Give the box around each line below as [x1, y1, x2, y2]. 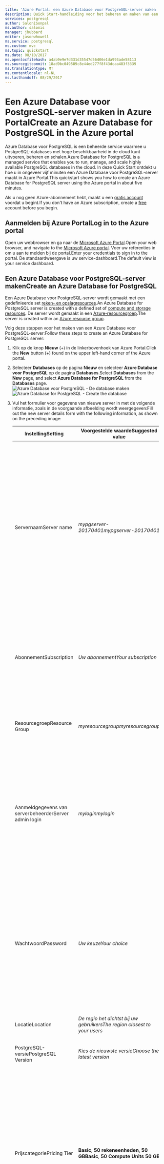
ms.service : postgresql [5, 39, 54, 44]
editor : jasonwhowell [5, 35, 49, 40]
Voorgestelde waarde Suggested [80, 428, 158, 434]
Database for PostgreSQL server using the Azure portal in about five [5, 180, 143, 185]
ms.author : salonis [5, 25, 45, 30]
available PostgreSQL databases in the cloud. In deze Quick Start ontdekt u [5, 164, 156, 170]
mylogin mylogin [78, 810, 115, 817]
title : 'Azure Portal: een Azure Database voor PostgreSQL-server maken [5, 7, 156, 12]
